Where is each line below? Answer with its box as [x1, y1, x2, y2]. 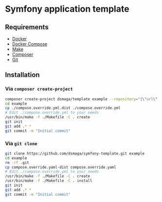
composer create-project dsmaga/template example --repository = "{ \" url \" [5, 96, 158, 101]
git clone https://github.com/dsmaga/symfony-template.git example [5, 151, 145, 156]
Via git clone [5, 140, 37, 147]
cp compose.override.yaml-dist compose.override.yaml [5, 165, 117, 170]
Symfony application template [5, 3, 130, 15]
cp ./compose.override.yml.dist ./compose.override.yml [5, 106, 121, 111]
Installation [5, 71, 40, 79]
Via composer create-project [5, 86, 73, 92]
